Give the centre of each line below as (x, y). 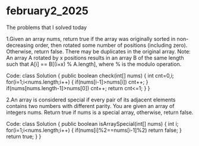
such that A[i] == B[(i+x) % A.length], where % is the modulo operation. (94, 64)
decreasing (20, 45)
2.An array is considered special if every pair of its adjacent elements (91, 100)
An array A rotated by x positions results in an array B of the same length (95, 58)
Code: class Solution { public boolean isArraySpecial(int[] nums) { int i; (92, 123)
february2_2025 (48, 11)
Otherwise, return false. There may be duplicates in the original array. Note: (99, 51)
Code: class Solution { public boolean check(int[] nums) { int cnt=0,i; (90, 75)
